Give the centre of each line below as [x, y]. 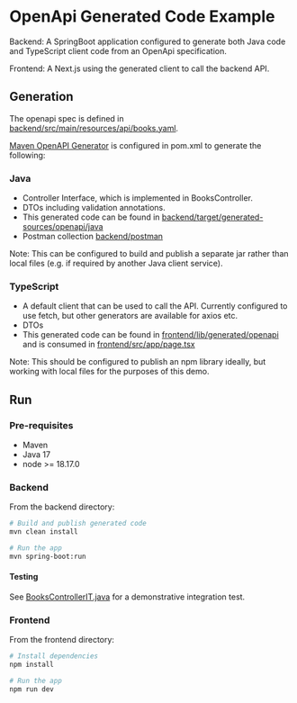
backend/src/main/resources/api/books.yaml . [94, 128]
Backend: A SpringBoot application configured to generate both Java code [148, 41]
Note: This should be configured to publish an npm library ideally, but [138, 362]
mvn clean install [44, 532]
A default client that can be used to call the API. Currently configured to [155, 306]
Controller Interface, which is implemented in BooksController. [138, 198]
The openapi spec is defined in [67, 118]
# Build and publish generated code [78, 524]
